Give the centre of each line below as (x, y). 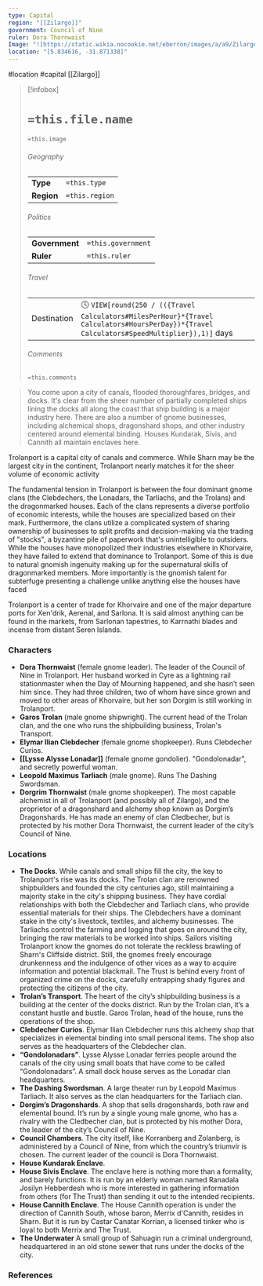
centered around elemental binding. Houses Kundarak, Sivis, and (132, 433)
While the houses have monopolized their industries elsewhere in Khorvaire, (131, 547)
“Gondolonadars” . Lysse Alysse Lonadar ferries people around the (128, 1055)
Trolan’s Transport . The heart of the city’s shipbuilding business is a (130, 996)
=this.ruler (109, 256)
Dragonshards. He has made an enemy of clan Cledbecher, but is (125, 817)
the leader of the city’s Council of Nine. (83, 1130)
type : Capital (31, 15)
